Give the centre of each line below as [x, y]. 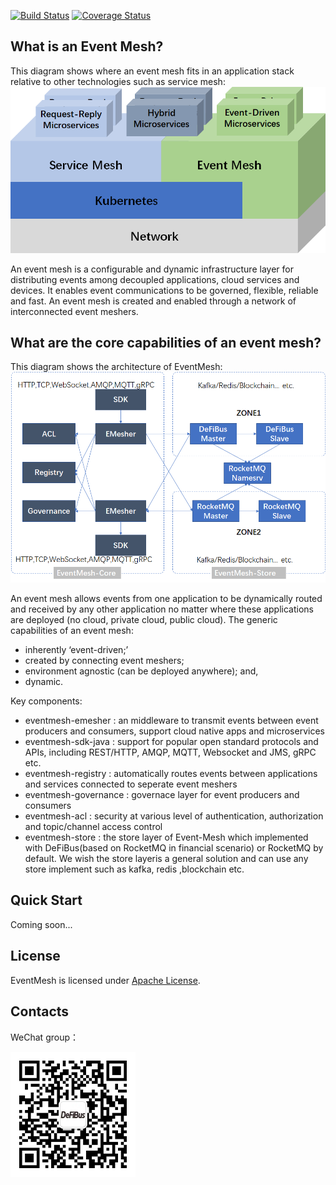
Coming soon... [41, 924]
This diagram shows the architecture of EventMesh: [116, 367]
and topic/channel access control [93, 827]
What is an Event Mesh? [87, 46]
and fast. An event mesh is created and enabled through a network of [153, 301]
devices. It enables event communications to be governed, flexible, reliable [164, 290]
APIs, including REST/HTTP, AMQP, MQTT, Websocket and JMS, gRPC [170, 752]
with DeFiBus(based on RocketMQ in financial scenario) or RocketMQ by [174, 848]
